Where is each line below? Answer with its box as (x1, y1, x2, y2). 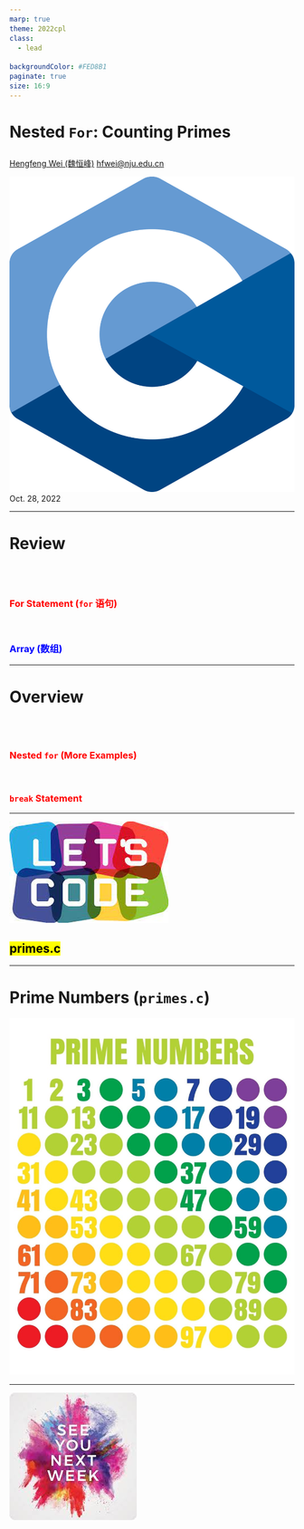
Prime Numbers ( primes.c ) (9, 987, 211, 1008)
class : (9, 34, 34, 43)
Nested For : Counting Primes (9, 121, 232, 142)
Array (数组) (9, 643, 63, 656)
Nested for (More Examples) (9, 748, 138, 761)
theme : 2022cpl (9, 24, 67, 34)
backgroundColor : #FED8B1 (9, 63, 107, 72)
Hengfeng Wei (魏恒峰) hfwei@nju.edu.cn (9, 158, 165, 168)
